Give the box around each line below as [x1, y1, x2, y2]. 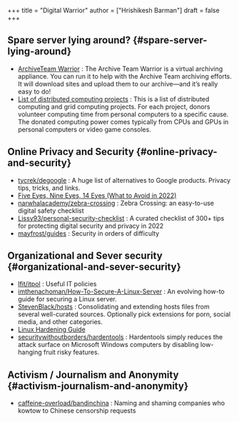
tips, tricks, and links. [17, 184, 81, 192]
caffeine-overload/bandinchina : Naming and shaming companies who [17, 399, 225, 408]
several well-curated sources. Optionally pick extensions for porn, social [17, 310, 230, 318]
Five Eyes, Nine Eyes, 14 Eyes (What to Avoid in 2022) [17, 191, 177, 199]
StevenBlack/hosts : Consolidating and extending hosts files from [17, 303, 210, 311]
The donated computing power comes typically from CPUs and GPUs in [17, 117, 229, 126]
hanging [17, 348, 43, 356]
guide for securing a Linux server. [17, 295, 117, 303]
